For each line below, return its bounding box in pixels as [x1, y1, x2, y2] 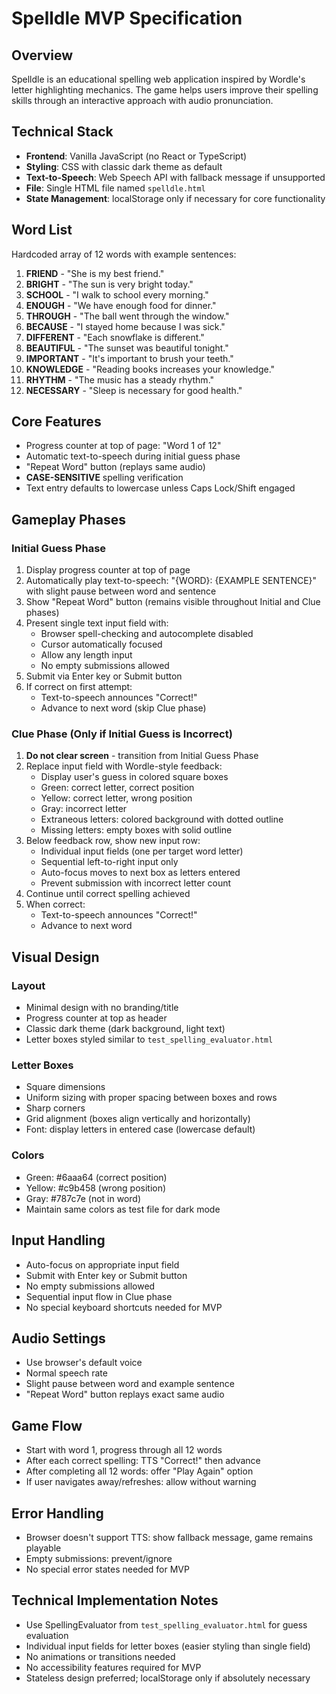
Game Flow [11, 1417, 83, 1434]
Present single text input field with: [25, 617, 169, 629]
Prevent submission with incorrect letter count [40, 877, 232, 889]
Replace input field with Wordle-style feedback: [25, 760, 223, 772]
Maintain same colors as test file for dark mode [25, 1203, 221, 1215]
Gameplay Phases [11, 511, 126, 528]
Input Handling [11, 1232, 106, 1249]
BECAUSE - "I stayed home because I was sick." [25, 320, 226, 332]
